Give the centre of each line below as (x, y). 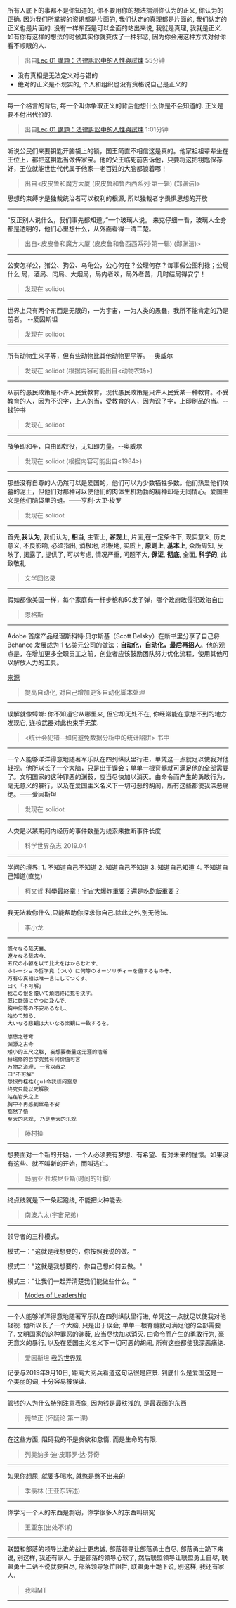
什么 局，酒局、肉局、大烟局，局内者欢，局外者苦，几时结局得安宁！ (106, 274)
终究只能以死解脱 (28, 1089)
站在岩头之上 (23, 1097)
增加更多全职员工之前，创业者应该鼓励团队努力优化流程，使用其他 (127, 654)
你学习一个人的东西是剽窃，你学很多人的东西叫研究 (81, 1512)
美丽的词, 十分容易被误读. (50, 1381)
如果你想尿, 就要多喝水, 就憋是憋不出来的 (66, 1476)
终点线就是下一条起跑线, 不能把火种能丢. (66, 1200)
